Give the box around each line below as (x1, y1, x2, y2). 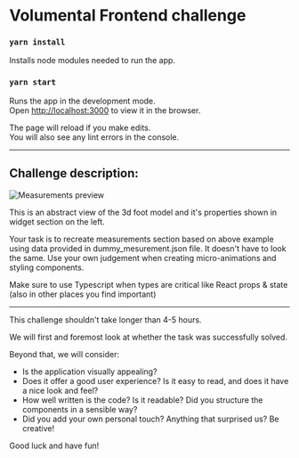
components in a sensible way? (21, 404, 138, 414)
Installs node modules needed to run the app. (9, 55, 176, 66)
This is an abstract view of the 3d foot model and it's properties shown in (9, 207, 278, 217)
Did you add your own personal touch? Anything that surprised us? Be (21, 413, 279, 424)
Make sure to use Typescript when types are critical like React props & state (9, 279, 288, 290)
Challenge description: (9, 166, 140, 181)
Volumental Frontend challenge (9, 5, 246, 26)
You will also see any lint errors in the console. (9, 131, 180, 143)
